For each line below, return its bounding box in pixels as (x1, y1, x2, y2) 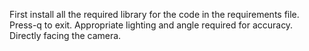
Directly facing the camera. (9, 30, 122, 41)
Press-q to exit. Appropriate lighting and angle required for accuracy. (9, 19, 294, 31)
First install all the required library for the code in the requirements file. (9, 9, 300, 20)
